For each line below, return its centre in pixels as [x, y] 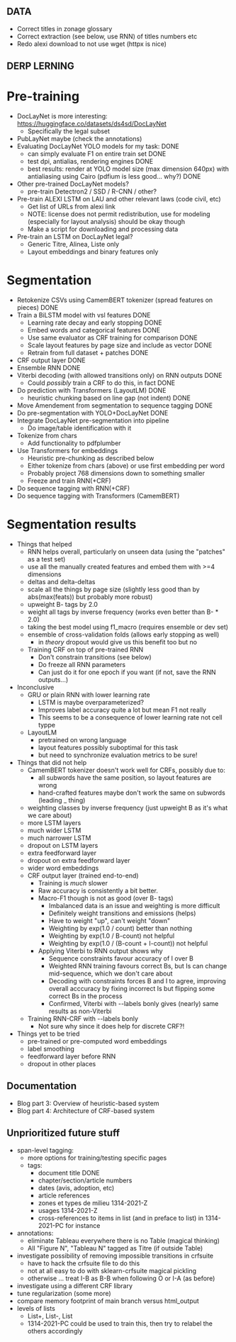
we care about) [50, 815]
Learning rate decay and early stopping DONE [95, 323]
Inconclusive [35, 688]
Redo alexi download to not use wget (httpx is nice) [92, 44]
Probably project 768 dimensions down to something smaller [116, 474]
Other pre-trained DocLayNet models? [73, 184]
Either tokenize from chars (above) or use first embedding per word [126, 466]
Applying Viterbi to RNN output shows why [101, 951]
